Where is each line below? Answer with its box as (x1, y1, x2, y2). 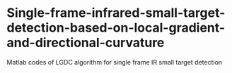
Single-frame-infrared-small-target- (6, 5, 226, 21)
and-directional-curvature (6, 35, 165, 51)
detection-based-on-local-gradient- (6, 20, 226, 36)
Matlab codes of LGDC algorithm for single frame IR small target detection (6, 58, 223, 66)
